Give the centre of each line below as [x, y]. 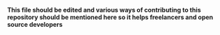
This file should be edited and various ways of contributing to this [104, 10]
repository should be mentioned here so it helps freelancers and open [110, 17]
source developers [35, 24]
